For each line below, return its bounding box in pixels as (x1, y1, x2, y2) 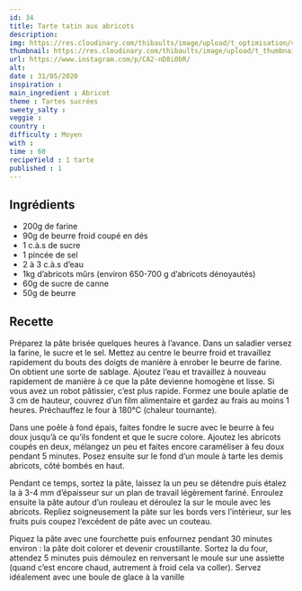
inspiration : (9, 80, 63, 89)
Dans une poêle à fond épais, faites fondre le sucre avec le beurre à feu (9, 422, 275, 433)
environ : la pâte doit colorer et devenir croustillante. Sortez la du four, (9, 543, 268, 553)
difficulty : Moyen (9, 130, 83, 139)
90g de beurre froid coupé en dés (22, 230, 148, 241)
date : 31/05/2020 (9, 72, 78, 81)
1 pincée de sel (22, 249, 78, 261)
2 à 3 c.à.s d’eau (22, 259, 84, 270)
